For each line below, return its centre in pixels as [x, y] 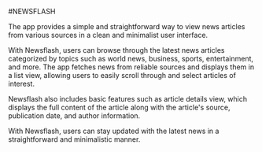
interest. [22, 83]
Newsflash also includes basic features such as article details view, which [128, 99]
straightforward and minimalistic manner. [74, 139]
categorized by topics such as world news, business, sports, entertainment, [131, 59]
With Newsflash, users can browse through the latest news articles [117, 50]
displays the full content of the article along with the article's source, [119, 107]
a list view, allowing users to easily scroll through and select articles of [122, 75]
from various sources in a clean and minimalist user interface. [108, 35]
